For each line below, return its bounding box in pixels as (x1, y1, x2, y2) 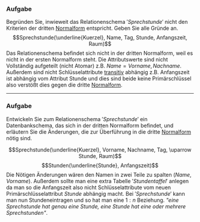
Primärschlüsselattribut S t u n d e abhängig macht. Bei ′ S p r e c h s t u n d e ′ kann (6, 190, 186, 197)
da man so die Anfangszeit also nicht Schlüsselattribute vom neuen (6, 184, 171, 191)
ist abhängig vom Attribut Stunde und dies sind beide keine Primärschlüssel (6, 75, 192, 82)
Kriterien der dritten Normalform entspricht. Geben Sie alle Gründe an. (6, 24, 179, 32)
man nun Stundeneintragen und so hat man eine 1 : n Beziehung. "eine (6, 196, 179, 203)
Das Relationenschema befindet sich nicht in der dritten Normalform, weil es (6, 50, 193, 57)
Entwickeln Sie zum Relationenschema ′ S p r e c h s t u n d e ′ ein (6, 115, 148, 122)
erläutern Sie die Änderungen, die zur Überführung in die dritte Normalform (6, 128, 192, 135)
